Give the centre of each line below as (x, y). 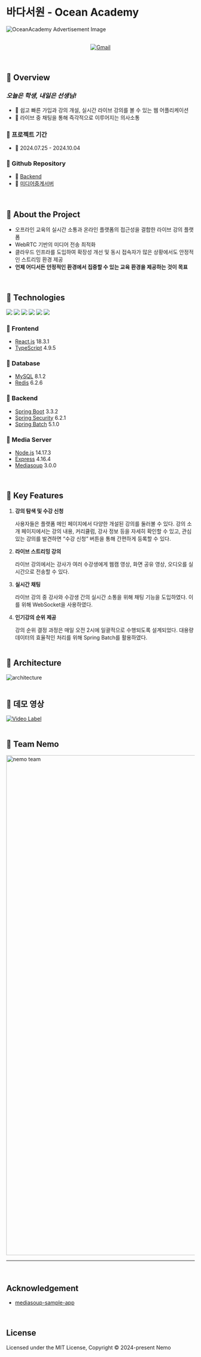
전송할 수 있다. (53, 571)
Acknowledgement (42, 1288)
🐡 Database (23, 364)
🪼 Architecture (34, 663)
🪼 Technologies (36, 298)
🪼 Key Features (35, 496)
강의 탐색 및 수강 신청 (39, 511)
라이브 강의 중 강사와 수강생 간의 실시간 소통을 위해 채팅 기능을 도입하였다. (101, 597)
